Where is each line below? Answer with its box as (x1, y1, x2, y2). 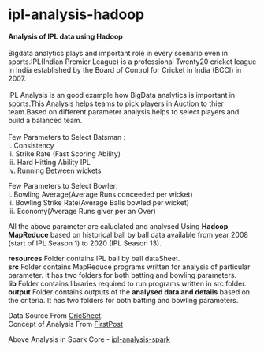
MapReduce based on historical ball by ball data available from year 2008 (8, 230, 248, 239)
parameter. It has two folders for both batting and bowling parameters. (8, 270, 237, 279)
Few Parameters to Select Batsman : (8, 132, 126, 141)
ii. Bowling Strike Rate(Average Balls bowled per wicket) (8, 197, 190, 207)
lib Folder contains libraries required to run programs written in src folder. (8, 279, 247, 288)
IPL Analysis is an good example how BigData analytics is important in (8, 90, 236, 99)
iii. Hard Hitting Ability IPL (8, 157, 91, 167)
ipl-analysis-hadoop (8, 6, 144, 24)
